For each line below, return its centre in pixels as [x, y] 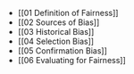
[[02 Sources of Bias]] [59, 22]
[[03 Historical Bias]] [56, 32]
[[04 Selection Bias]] [56, 41]
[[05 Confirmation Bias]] [62, 51]
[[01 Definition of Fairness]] [68, 13]
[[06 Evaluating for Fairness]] [72, 60]
